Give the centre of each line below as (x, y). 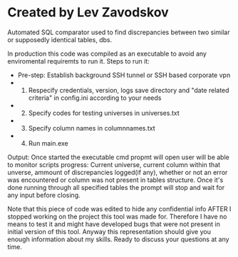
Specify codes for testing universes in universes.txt (104, 113)
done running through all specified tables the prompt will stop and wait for (116, 187)
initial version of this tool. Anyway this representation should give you (109, 231)
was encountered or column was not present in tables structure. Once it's (115, 180)
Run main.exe (48, 143)
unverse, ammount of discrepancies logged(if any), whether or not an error (118, 172)
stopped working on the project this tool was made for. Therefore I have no (117, 216)
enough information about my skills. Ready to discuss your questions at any (118, 239)
